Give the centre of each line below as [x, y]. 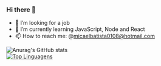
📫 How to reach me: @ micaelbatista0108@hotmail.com [85, 36]
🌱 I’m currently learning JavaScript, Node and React [80, 29]
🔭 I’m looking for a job [42, 23]
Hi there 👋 [21, 10]
